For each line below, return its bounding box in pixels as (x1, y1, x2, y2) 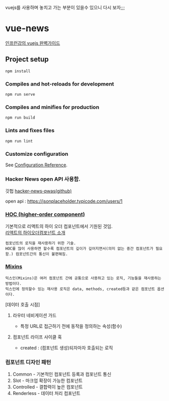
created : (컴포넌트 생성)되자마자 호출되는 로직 (20, 345, 113, 351)
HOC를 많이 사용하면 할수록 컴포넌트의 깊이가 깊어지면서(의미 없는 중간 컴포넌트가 (5, 246, 154, 251)
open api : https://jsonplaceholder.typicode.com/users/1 (5, 198, 123, 205)
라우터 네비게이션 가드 (12, 312, 57, 318)
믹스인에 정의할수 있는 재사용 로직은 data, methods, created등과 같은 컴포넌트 (5, 287, 155, 292)
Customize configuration (5, 150, 69, 157)
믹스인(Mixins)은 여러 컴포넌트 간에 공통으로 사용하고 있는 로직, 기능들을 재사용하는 (5, 275, 161, 281)
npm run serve (5, 92, 36, 97)
